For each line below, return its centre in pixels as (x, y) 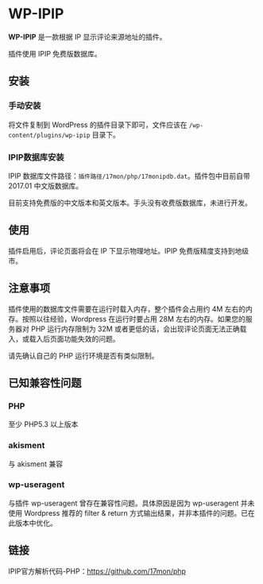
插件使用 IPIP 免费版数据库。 (55, 53)
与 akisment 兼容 (36, 464)
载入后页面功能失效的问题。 (74, 338)
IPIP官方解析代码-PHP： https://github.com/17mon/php (97, 571)
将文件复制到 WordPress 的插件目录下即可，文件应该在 (98, 125)
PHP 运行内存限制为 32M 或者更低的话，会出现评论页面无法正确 (135, 329)
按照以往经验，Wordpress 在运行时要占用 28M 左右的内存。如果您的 (134, 319)
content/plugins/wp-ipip (49, 135)
